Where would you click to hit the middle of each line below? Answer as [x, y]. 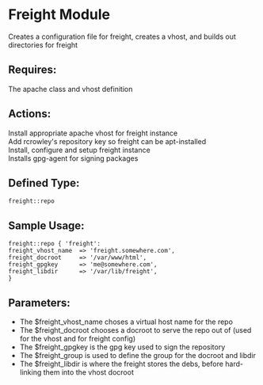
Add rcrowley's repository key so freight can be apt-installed [107, 141]
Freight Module [59, 15]
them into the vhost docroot [89, 372]
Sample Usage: [46, 225]
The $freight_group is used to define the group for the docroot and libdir [137, 355]
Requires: [32, 70]
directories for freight [43, 44]
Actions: [30, 114]
